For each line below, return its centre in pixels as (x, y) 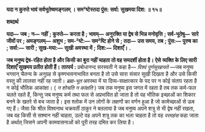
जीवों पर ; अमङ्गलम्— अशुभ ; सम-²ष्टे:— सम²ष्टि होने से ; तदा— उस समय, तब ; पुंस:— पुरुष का (102, 41)
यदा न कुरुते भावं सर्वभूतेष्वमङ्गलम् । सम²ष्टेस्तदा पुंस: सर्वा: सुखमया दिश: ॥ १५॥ (84, 10)
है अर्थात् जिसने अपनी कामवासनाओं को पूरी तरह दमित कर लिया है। (70, 122)
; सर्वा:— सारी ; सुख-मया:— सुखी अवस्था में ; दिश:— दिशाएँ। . (69, 48)
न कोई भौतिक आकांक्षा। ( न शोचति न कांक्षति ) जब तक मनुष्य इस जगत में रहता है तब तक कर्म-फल (101, 88)
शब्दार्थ (13, 22)
